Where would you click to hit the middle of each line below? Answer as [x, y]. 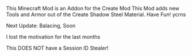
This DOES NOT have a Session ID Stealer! [57, 48]
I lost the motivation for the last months [53, 37]
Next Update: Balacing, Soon [41, 26]
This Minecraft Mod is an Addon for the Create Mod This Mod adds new [93, 8]
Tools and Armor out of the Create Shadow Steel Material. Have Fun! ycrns [96, 14]
